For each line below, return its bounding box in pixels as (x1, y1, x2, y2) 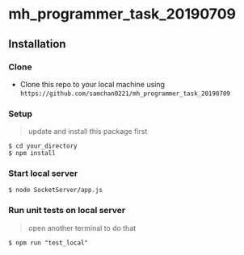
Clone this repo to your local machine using (19, 79, 166, 89)
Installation (8, 37, 66, 51)
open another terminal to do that (27, 223, 137, 232)
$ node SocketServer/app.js (8, 186, 103, 194)
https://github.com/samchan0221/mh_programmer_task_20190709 (19, 90, 231, 98)
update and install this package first (27, 127, 148, 136)
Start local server (8, 168, 78, 179)
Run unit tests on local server (8, 205, 126, 216)
